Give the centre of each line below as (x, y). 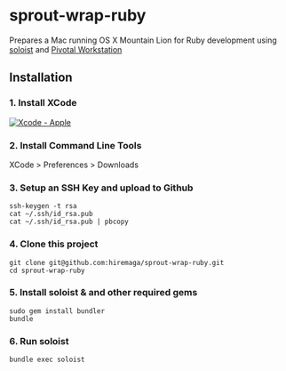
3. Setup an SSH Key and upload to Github (101, 188)
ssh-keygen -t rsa (43, 206)
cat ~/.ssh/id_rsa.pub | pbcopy (69, 222)
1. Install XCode (43, 103)
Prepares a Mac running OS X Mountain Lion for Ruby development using (143, 40)
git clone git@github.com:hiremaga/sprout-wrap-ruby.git (117, 262)
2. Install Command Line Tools (75, 145)
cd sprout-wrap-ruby (48, 270)
